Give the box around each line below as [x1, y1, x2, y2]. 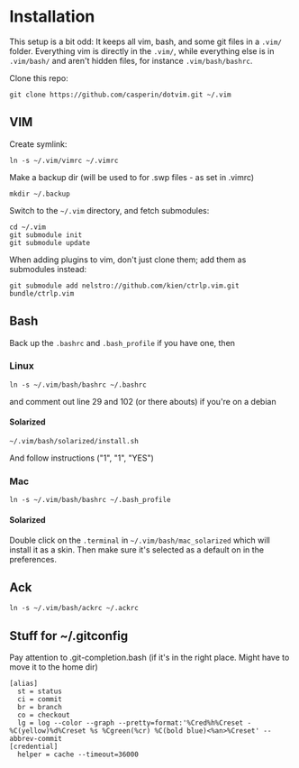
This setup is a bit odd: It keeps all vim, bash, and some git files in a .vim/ [9, 36, 282, 47]
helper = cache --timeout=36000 [17, 750, 140, 759]
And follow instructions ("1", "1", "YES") [9, 453, 155, 463]
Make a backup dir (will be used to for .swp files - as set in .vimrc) [9, 171, 255, 182]
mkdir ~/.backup [9, 189, 70, 198]
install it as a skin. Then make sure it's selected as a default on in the [9, 544, 264, 555]
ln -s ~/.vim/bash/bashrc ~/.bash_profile [9, 496, 171, 505]
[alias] [9, 679, 39, 689]
